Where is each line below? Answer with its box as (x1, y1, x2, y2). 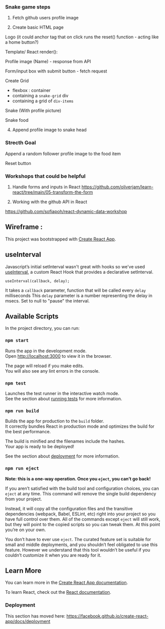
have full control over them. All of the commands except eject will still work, (5, 516, 161, 522)
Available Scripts (5, 312, 58, 320)
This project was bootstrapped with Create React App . (5, 236, 116, 242)
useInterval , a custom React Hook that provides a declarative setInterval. (5, 269, 154, 275)
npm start (5, 338, 29, 343)
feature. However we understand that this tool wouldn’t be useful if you (5, 547, 150, 552)
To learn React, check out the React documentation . (5, 589, 111, 595)
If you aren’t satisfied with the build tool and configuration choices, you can (5, 485, 160, 491)
